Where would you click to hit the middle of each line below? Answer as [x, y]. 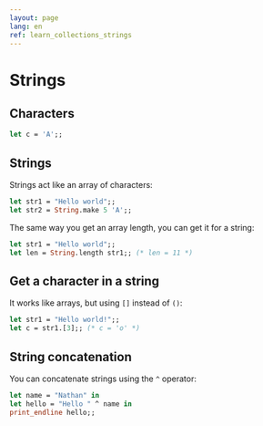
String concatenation [71, 357]
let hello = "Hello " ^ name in [71, 404]
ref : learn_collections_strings [71, 35]
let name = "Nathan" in [55, 395]
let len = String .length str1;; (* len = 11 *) [101, 253]
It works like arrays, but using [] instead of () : [96, 303]
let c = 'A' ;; [36, 135]
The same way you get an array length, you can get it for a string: [132, 227]
